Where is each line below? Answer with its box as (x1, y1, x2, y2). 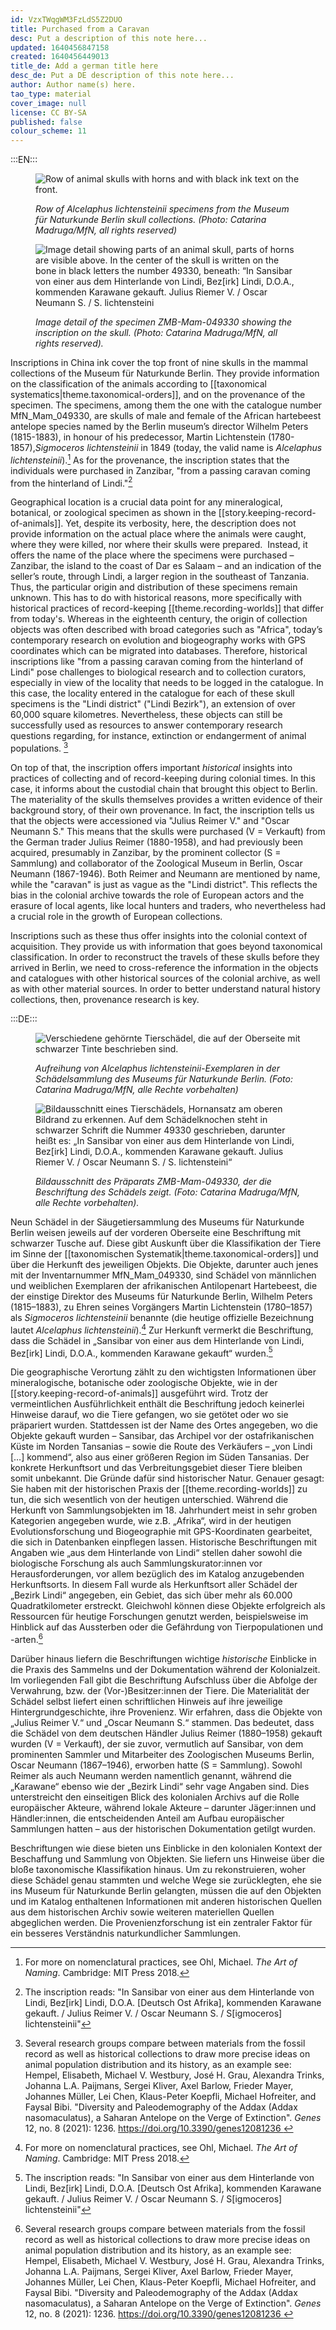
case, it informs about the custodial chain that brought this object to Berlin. (10, 783, 318, 795)
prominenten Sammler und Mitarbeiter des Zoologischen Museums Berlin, (10, 1749, 315, 1761)
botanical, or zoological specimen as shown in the (10, 507, 217, 519)
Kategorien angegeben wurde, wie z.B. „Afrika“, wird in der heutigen (10, 1515, 292, 1527)
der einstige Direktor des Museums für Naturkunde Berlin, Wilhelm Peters (10, 1291, 313, 1303)
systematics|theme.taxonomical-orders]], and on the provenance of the (10, 389, 306, 401)
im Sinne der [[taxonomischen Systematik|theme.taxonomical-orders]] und (10, 1248, 319, 1260)
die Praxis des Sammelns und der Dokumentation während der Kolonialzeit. (10, 1664, 321, 1676)
